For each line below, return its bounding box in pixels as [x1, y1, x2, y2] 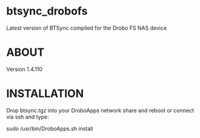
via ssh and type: [6, 113, 50, 120]
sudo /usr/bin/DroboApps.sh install [6, 125, 93, 132]
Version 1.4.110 [6, 65, 43, 73]
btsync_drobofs [6, 4, 88, 18]
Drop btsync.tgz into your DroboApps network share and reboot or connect [6, 107, 194, 114]
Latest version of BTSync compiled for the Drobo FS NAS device [6, 24, 167, 31]
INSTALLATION [6, 87, 84, 100]
